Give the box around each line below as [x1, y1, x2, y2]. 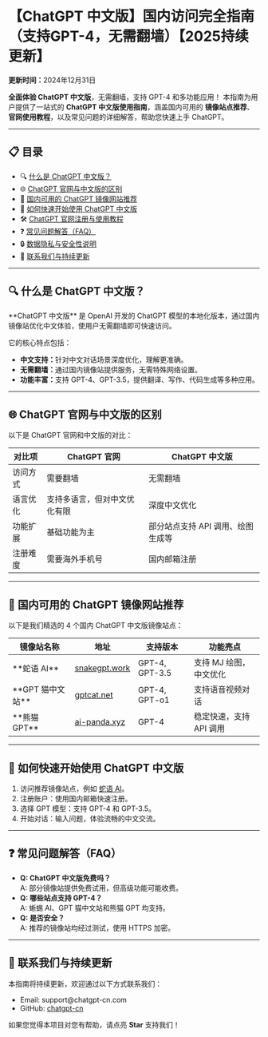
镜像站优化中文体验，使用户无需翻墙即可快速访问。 [8, 320, 176, 330]
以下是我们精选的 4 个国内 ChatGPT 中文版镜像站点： [8, 621, 183, 630]
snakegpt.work [74, 662, 131, 673]
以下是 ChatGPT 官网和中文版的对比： [8, 431, 133, 440]
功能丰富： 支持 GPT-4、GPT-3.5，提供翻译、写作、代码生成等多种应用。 [19, 375, 259, 384]
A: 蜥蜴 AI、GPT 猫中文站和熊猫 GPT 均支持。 [19, 903, 170, 912]
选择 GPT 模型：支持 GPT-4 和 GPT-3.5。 [19, 804, 156, 813]
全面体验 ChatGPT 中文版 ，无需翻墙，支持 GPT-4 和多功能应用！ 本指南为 [8, 92, 251, 101]
